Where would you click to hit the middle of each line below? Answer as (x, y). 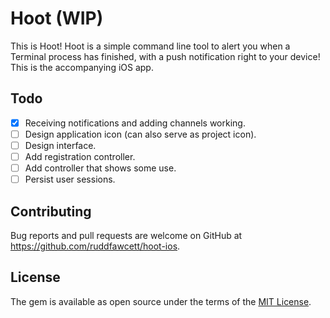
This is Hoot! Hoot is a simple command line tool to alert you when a (150, 46)
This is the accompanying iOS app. (82, 67)
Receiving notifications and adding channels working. (135, 123)
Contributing (51, 211)
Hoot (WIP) (57, 18)
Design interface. (60, 145)
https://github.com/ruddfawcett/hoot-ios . (95, 246)
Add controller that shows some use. (100, 168)
